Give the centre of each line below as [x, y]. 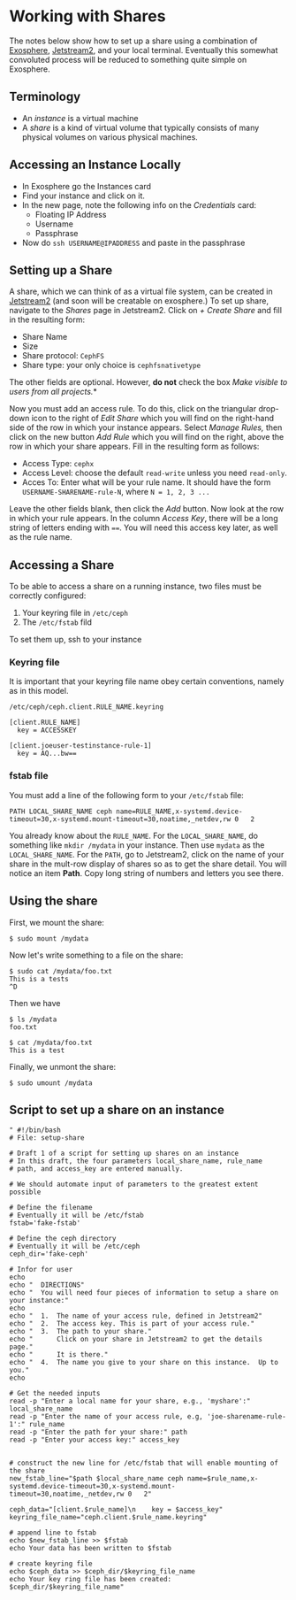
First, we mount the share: [57, 922]
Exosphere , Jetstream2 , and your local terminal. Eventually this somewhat [144, 50]
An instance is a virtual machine [80, 118]
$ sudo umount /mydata [51, 1083]
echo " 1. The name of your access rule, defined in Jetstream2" [136, 1316]
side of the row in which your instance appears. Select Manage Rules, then [146, 427]
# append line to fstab [53, 1533]
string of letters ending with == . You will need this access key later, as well [144, 527]
